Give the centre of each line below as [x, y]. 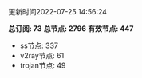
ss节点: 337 [39, 45]
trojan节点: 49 [43, 65]
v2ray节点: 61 [42, 55]
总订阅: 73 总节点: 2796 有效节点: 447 [71, 29]
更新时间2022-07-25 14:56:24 [58, 12]
